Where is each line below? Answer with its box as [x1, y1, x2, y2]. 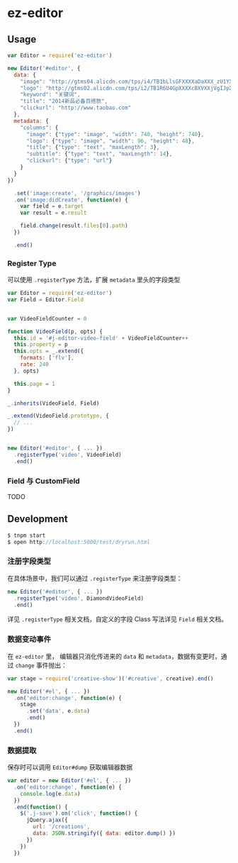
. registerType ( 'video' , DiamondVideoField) [13, 594, 144, 602]
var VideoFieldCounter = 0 [7, 315, 87, 322]
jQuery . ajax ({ [25, 817, 69, 824]
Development [7, 513, 69, 525]
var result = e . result [20, 209, 87, 217]
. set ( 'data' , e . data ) [25, 708, 91, 715]
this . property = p [13, 341, 69, 348]
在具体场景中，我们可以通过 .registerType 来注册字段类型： [7, 574, 183, 582]
